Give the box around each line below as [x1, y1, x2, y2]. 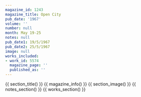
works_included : [5, 53, 39, 59]
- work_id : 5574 [5, 58, 39, 63]
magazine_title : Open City [5, 12, 61, 17]
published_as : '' [9, 68, 46, 73]
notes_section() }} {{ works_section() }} [5, 87, 86, 92]
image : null [5, 49, 30, 54]
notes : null [5, 35, 30, 40]
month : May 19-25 [5, 30, 41, 35]
